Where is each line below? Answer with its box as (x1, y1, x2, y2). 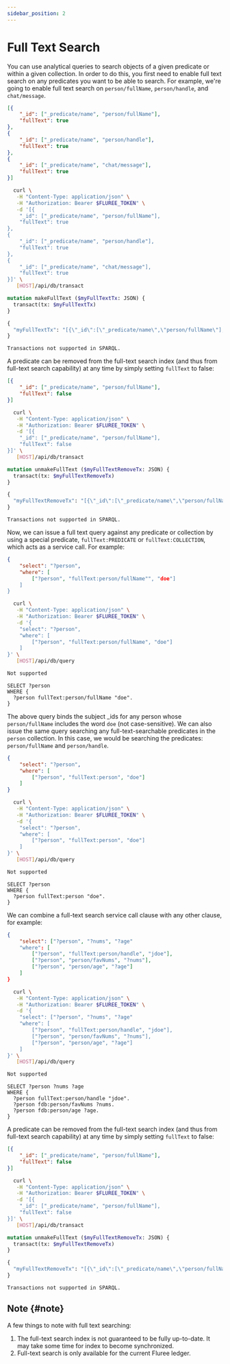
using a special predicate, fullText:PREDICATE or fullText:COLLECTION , (7, 536, 206, 544)
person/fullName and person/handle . (7, 741, 110, 749)
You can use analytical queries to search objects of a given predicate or (7, 62, 210, 71)
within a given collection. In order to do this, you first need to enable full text (7, 69, 222, 77)
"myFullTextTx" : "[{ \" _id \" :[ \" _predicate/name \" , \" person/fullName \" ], (13, 326, 225, 333)
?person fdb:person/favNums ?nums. (13, 1101, 115, 1108)
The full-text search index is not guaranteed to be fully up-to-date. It (16, 1334, 211, 1343)
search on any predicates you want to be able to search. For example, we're (7, 77, 221, 85)
